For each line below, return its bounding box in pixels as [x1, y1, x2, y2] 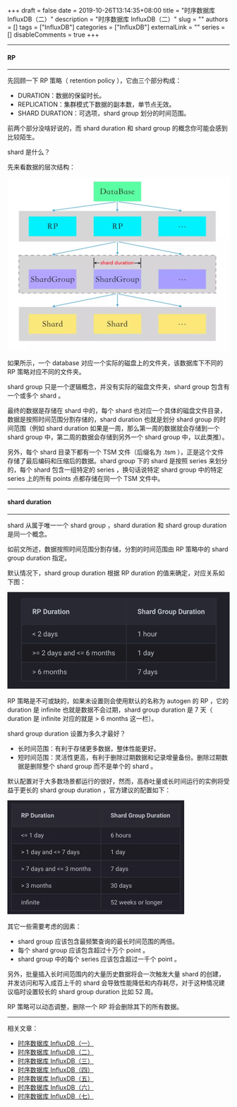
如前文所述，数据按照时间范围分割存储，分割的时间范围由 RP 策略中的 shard [7, 544, 229, 553]
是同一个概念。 [7, 529, 51, 538]
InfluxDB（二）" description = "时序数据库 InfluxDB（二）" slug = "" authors [7, 15, 229, 23]
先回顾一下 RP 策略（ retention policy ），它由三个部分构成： [7, 76, 182, 85]
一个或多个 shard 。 [7, 391, 65, 400]
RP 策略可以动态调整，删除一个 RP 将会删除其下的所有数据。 [7, 1002, 183, 1011]
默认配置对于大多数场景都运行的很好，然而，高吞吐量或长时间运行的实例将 [7, 777, 224, 785]
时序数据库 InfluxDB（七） [17, 1091, 94, 1100]
